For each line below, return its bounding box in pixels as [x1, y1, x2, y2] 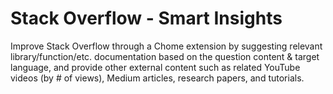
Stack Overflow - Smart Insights [10, 7, 283, 30]
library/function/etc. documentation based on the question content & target [10, 50, 320, 62]
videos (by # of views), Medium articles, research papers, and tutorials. [10, 72, 305, 84]
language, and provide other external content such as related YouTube [10, 61, 301, 73]
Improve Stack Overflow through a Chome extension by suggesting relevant [10, 40, 323, 52]
